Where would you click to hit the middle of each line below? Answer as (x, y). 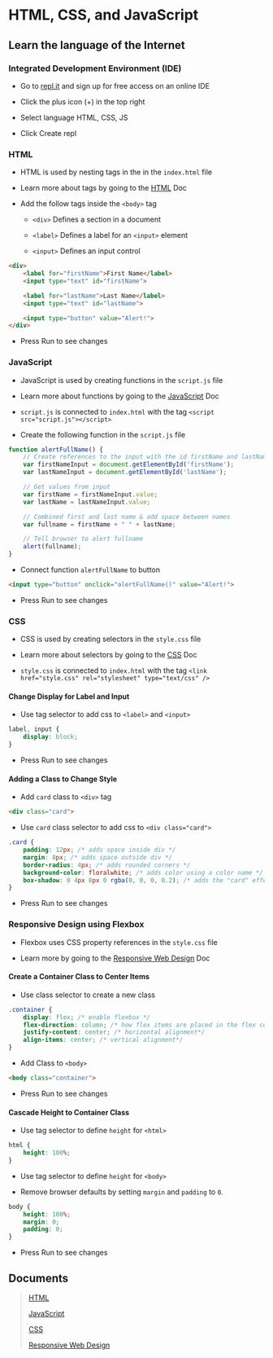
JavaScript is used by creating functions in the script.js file (121, 380)
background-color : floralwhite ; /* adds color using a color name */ (143, 872)
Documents (39, 1278)
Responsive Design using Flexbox (76, 925)
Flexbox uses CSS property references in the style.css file (119, 942)
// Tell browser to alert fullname (83, 539)
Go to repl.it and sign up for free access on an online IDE (115, 86)
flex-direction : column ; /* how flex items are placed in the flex (139, 1025)
